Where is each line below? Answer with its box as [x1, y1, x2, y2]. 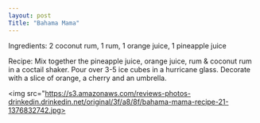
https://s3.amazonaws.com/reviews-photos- [45, 88, 191, 98]
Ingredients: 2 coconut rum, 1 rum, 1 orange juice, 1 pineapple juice [8, 40, 227, 50]
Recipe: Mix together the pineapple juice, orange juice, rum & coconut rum [8, 56, 252, 66]
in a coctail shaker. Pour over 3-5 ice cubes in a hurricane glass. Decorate [8, 64, 251, 74]
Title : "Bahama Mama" [8, 19, 80, 27]
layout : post [8, 11, 52, 20]
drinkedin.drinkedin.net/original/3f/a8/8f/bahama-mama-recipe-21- [8, 97, 229, 106]
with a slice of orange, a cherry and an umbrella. [8, 73, 167, 83]
